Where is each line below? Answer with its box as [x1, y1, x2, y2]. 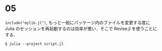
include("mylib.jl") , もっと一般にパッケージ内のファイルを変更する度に [5, 19, 150, 25]
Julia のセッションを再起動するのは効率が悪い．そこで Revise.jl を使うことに [5, 25, 158, 32]
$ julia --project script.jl [5, 41, 64, 46]
